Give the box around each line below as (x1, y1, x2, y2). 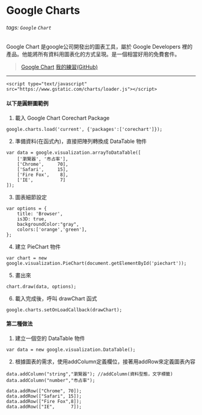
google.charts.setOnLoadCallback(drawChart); (6, 307, 122, 313)
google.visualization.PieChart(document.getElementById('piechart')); (6, 260, 187, 266)
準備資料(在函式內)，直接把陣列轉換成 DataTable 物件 (14, 138, 147, 145)
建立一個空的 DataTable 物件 (14, 335, 85, 342)
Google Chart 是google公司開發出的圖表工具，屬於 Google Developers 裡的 (6, 43, 193, 50)
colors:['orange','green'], (17, 226, 87, 232)
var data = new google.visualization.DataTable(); (6, 347, 136, 353)
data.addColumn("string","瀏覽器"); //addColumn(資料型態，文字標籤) (6, 371, 173, 377)
